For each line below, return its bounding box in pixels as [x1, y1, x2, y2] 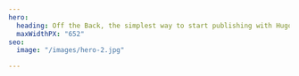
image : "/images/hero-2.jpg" [16, 46, 125, 55]
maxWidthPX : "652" [16, 29, 86, 38]
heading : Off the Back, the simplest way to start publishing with [16, 21, 273, 30]
